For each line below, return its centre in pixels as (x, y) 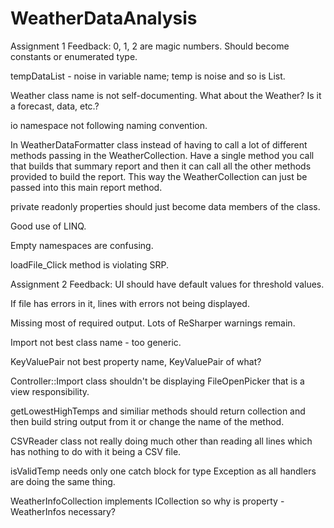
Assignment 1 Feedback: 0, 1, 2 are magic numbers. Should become (150, 46)
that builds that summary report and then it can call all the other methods (161, 166)
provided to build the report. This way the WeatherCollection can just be (159, 176)
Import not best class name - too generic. (96, 342)
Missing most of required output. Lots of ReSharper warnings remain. (153, 323)
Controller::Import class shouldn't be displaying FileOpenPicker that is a (157, 381)
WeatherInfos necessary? (63, 511)
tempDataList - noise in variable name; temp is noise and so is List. (148, 76)
